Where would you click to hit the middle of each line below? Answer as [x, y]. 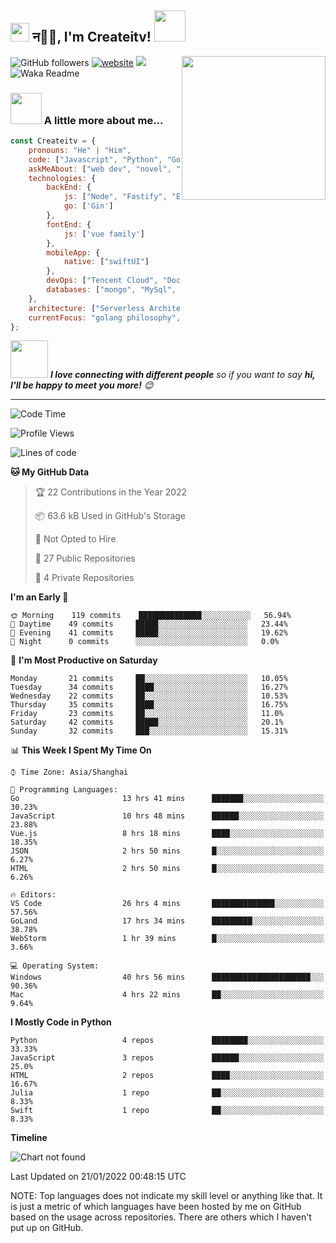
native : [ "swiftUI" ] [106, 262]
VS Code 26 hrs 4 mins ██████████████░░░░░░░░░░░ [167, 904]
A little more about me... [103, 120]
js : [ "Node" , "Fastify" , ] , [142, 197]
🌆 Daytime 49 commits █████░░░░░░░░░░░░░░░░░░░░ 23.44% [149, 624]
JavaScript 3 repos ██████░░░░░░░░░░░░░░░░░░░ [167, 1058]
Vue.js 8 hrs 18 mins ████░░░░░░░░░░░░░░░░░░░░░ [167, 834]
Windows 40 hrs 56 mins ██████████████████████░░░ [167, 977]
